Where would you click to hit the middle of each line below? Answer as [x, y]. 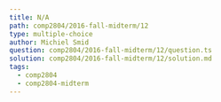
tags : [19, 67]
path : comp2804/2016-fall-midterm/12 [79, 26]
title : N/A [29, 17]
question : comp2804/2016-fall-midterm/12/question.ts [111, 51]
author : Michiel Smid [49, 42]
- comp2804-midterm [53, 83]
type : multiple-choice [51, 34]
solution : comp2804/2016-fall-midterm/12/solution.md [111, 59]
